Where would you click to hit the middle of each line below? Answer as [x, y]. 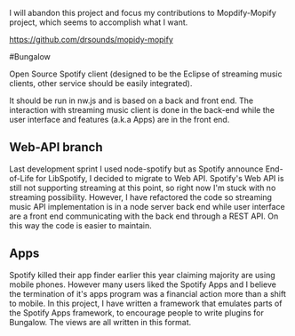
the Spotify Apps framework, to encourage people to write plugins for [136, 312]
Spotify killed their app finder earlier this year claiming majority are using [142, 275]
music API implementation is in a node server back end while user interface [147, 206]
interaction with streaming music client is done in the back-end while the [142, 110]
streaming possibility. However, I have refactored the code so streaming [141, 197]
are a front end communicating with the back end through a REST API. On [144, 216]
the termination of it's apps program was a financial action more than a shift [147, 293]
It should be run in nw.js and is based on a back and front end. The [132, 100]
